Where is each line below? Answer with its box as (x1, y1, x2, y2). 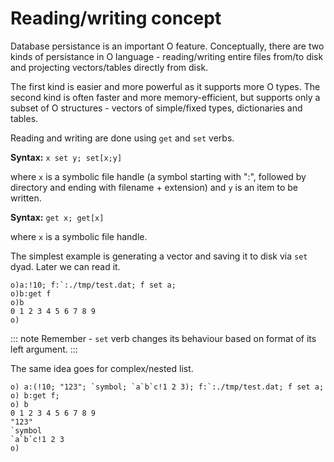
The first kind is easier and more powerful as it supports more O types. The (10, 80, 321, 92)
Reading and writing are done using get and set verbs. (10, 132, 235, 144)
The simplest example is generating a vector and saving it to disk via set (10, 250, 308, 262)
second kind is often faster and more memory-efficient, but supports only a (10, 91, 321, 103)
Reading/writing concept (10, 7, 222, 30)
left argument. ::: (10, 343, 78, 355)
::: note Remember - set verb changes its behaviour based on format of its (10, 332, 317, 344)
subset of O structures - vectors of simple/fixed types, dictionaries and (10, 102, 303, 114)
